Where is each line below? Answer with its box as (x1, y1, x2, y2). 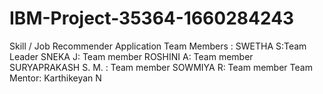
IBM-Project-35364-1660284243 (9, 7, 295, 30)
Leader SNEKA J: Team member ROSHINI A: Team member (9, 50, 254, 62)
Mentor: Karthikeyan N (9, 72, 102, 84)
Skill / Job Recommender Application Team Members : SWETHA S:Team (9, 40, 307, 52)
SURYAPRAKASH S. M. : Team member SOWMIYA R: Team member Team (9, 61, 313, 73)
